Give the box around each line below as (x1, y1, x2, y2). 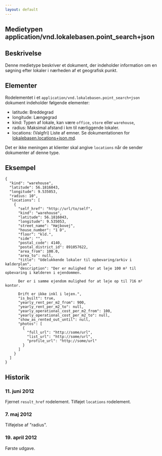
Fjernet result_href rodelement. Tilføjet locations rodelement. (5, 399, 131, 405)
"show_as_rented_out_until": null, (18, 317, 91, 322)
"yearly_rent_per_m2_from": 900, (18, 300, 86, 305)
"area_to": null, (18, 253, 54, 258)
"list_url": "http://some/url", (26, 334, 93, 339)
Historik (5, 373, 30, 381)
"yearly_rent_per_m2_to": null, (18, 304, 84, 309)
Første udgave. (5, 445, 36, 451)
